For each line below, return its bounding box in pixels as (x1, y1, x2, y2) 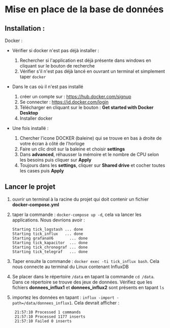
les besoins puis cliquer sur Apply (19, 157, 92, 163)
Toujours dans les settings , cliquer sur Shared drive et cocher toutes (19, 162, 165, 168)
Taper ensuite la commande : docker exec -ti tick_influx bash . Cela (12, 258, 160, 264)
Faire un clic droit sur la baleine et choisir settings (19, 146, 125, 152)
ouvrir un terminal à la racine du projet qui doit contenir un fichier (12, 196, 149, 202)
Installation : (5, 24, 45, 33)
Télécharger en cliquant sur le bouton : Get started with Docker (19, 104, 154, 111)
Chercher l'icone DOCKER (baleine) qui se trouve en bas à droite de (19, 135, 162, 141)
